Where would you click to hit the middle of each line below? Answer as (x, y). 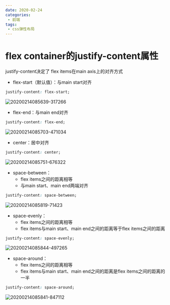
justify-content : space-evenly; (40, 238)
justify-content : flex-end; (35, 122)
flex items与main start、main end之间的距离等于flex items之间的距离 (93, 228)
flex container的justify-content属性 (82, 56)
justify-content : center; (33, 152)
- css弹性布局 (21, 29)
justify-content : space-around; (40, 288)
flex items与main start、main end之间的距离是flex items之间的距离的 (93, 271)
